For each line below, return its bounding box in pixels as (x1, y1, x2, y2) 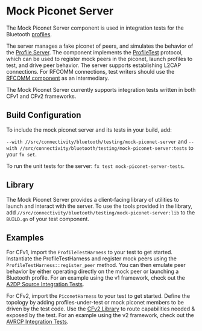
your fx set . (6, 150, 37, 158)
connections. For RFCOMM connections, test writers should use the (6, 68, 175, 75)
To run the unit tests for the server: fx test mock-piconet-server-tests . (6, 162, 185, 170)
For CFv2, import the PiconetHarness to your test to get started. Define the (6, 292, 191, 300)
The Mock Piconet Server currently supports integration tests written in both (6, 86, 196, 93)
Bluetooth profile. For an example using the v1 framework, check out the (6, 274, 185, 281)
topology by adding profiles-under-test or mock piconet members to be (6, 299, 184, 306)
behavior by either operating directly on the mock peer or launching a (6, 268, 179, 275)
